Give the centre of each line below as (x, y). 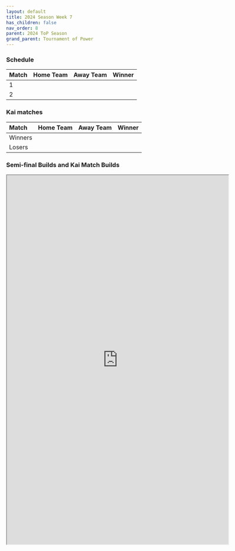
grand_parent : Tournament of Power (50, 39)
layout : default (26, 12)
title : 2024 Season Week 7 (39, 17)
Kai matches (25, 112)
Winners (21, 138)
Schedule (20, 60)
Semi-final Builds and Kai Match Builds (63, 165)
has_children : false (32, 22)
